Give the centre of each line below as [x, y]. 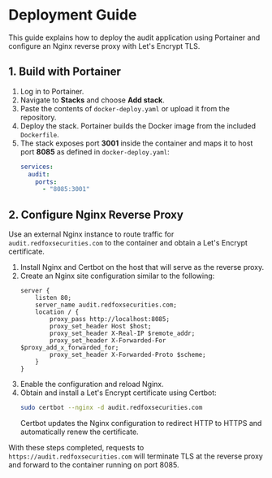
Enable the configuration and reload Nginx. [92, 385]
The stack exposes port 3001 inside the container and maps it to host [136, 143]
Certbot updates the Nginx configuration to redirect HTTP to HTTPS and [141, 423]
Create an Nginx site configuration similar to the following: [117, 276]
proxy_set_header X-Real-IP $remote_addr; [123, 334]
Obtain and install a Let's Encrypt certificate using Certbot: [118, 393]
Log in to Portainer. [52, 91]
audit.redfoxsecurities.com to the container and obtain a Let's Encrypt [128, 243]
